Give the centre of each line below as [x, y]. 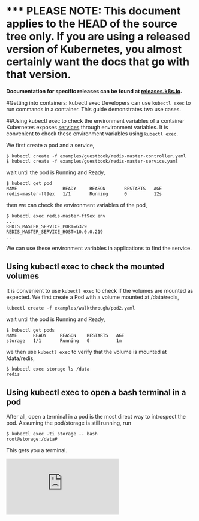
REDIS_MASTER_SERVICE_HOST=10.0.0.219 [55, 232]
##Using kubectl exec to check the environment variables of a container [95, 120]
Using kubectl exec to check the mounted [85, 267]
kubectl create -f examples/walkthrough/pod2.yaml [71, 308]
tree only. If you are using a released [98, 37]
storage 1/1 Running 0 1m [64, 340]
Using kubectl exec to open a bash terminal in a [96, 393]
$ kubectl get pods [31, 330]
